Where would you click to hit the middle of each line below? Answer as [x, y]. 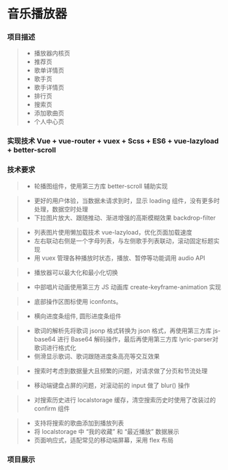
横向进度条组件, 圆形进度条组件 [77, 316]
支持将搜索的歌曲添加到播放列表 [79, 423]
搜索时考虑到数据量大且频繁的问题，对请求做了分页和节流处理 [121, 371]
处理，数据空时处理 [61, 209]
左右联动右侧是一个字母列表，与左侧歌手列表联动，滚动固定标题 [124, 241]
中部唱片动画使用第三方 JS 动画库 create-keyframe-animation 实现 [128, 287]
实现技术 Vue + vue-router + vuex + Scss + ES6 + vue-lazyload [113, 141]
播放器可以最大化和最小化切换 [76, 272]
